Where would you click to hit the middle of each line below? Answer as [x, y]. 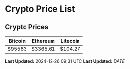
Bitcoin [17, 41]
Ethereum [43, 41]
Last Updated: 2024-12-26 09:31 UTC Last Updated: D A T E [65, 61]
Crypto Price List [40, 9]
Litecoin [70, 41]
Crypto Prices [27, 27]
